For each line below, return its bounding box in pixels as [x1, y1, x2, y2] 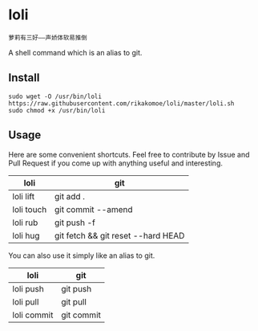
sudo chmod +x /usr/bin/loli [8, 106, 106, 114]
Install [8, 71, 40, 85]
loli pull [12, 296, 39, 307]
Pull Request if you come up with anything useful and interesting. [8, 158, 223, 168]
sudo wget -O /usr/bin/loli [8, 92, 103, 100]
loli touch [12, 203, 47, 215]
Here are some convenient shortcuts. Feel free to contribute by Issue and [8, 149, 250, 159]
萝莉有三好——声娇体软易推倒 [8, 34, 88, 42]
